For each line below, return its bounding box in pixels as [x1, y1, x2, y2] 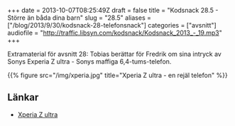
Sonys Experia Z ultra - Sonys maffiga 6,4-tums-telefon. [7, 57, 172, 66]
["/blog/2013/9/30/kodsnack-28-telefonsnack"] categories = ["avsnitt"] [7, 21, 217, 29]
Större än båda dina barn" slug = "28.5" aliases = [7, 13, 151, 22]
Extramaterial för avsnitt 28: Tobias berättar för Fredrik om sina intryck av [7, 50, 222, 58]
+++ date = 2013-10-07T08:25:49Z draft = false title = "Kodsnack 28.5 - [7, 6, 219, 14]
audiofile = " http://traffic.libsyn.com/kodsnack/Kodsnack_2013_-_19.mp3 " [7, 28, 222, 37]
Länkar [7, 91, 39, 103]
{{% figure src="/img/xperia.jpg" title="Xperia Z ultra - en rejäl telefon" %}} [7, 71, 229, 79]
